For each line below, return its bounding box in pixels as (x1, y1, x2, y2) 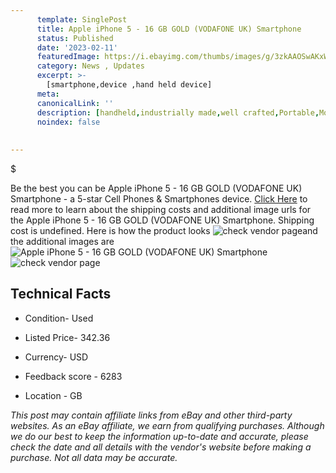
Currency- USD (24, 351, 89, 363)
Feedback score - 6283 (24, 370, 123, 382)
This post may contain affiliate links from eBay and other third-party (10, 409, 293, 421)
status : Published (36, 33, 114, 43)
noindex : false (36, 117, 101, 127)
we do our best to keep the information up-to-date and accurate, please (10, 430, 309, 442)
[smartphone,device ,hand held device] (46, 80, 213, 90)
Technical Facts (10, 286, 112, 303)
